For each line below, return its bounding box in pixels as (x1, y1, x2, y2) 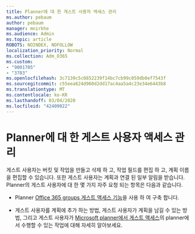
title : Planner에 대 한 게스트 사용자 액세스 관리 (6, 8, 117, 15)
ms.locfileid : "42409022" (6, 103, 70, 109)
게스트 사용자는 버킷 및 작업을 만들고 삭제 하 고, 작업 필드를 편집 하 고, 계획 (6, 167, 178, 174)
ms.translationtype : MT (6, 87, 65, 93)
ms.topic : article (6, 36, 52, 42)
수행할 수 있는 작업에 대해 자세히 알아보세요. (21, 221, 123, 229)
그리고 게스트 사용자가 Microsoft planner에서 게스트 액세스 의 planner (23, 214, 185, 221)
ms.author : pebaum (6, 14, 52, 20)
